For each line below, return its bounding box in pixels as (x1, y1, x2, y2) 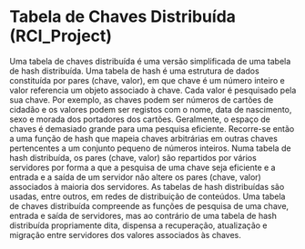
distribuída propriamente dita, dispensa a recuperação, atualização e (9, 220, 268, 231)
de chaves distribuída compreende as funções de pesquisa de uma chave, (9, 200, 290, 211)
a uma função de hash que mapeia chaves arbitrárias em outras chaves (9, 133, 278, 144)
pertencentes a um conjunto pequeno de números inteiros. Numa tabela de (9, 143, 291, 154)
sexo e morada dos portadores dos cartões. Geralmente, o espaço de (9, 114, 270, 124)
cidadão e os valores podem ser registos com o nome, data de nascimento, (9, 104, 292, 115)
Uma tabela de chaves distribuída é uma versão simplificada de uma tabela (9, 55, 291, 66)
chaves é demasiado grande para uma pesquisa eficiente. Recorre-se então (9, 123, 295, 134)
